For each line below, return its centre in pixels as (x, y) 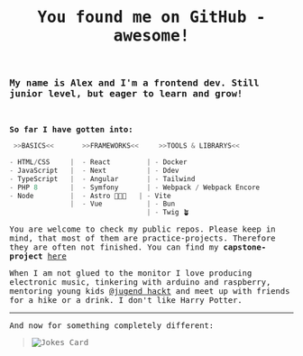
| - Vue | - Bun (123, 204)
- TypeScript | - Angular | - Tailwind (102, 178)
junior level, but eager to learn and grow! (126, 93)
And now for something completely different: (112, 326)
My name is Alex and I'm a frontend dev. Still (134, 82)
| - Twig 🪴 (168, 213)
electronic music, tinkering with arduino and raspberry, (140, 283)
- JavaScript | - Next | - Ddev (94, 170)
